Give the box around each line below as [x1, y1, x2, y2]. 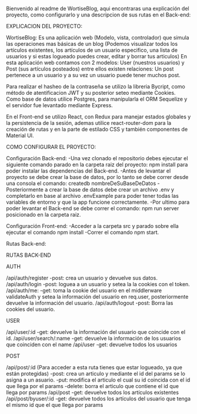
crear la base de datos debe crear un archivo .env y [49, 186, 175, 193]
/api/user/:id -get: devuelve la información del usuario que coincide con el [6, 329, 186, 335]
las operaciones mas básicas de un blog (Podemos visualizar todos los [6, 41, 178, 47]
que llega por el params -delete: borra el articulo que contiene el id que [6, 383, 179, 389]
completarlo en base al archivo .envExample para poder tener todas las [6, 193, 179, 199]
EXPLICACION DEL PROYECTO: [6, 23, 82, 29]
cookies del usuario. [6, 306, 55, 313]
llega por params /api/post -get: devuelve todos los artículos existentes [6, 389, 179, 396]
